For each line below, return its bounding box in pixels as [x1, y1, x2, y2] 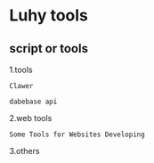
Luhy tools [9, 5, 89, 26]
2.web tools [9, 113, 53, 123]
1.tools [9, 64, 33, 75]
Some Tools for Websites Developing [9, 130, 145, 139]
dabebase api [9, 97, 58, 106]
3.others [9, 146, 40, 156]
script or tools [9, 41, 89, 56]
